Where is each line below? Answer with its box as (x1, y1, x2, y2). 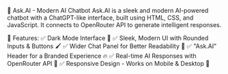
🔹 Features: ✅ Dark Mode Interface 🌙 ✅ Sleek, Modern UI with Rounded (7, 34, 209, 42)
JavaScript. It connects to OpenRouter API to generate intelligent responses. (7, 21, 222, 29)
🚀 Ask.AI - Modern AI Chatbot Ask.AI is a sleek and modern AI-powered (7, 7, 209, 14)
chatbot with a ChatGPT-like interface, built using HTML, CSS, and (7, 14, 194, 22)
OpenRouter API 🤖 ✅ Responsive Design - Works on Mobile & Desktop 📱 (7, 60, 210, 67)
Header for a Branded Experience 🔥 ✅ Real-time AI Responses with (7, 52, 197, 60)
